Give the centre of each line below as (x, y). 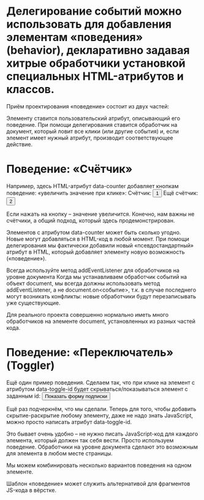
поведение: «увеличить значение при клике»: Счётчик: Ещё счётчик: (102, 193)
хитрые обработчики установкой (96, 63)
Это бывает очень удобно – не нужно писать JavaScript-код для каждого (102, 434)
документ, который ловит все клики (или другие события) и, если (93, 131)
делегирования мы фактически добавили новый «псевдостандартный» (100, 245)
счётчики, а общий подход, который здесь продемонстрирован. (91, 220)
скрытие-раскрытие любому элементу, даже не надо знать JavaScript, (100, 415)
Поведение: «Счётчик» (70, 169)
